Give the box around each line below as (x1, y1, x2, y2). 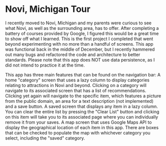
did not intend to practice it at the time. (5, 62, 85, 68)
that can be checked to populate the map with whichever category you (5, 130, 151, 136)
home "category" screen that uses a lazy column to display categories (5, 77, 150, 83)
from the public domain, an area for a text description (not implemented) (5, 98, 154, 104)
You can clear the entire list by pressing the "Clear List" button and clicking (5, 108, 160, 115)
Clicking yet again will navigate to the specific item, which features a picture (5, 93, 162, 99)
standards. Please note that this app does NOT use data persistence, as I (5, 57, 155, 63)
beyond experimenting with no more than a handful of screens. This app (5, 41, 154, 47)
